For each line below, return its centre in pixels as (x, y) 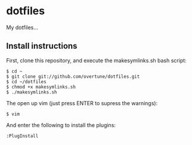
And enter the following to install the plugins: (61, 125)
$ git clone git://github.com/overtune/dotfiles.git (73, 76)
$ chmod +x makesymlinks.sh (41, 87)
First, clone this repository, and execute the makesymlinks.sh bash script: (96, 60)
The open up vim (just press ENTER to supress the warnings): (82, 103)
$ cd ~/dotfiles (26, 81)
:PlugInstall (22, 136)
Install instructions (42, 46)
